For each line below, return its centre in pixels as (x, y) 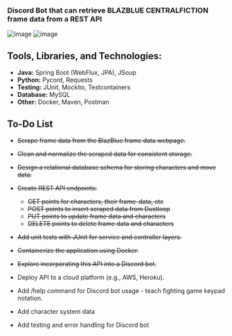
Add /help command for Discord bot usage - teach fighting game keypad (121, 290)
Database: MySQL (44, 95)
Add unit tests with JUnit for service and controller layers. (99, 237)
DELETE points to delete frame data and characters (101, 223)
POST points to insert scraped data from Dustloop (99, 209)
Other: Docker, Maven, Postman (63, 102)
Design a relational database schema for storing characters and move (117, 167)
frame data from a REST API (55, 19)
